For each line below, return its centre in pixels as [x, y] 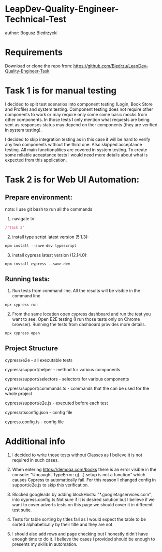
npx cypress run [21, 305]
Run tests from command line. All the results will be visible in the [76, 291]
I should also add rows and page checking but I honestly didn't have [80, 534]
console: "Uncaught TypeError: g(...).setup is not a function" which [79, 474]
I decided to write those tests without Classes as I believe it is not [77, 455]
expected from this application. [36, 160]
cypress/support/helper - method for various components [63, 369]
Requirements [34, 52]
